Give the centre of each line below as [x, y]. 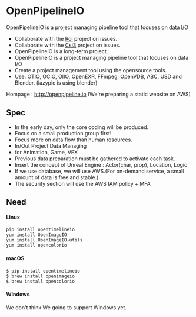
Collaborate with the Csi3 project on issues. [67, 45]
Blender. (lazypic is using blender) [56, 83]
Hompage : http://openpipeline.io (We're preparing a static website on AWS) [99, 94]
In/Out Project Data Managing [51, 145]
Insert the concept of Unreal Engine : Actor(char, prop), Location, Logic [101, 164]
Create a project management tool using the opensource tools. [90, 70]
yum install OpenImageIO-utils [44, 240]
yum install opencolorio [36, 245]
